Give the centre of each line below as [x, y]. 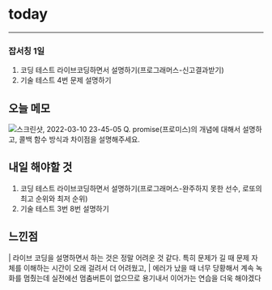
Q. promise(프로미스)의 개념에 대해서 [182, 130]
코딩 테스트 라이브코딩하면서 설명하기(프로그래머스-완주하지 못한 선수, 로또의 [141, 188]
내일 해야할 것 [40, 167]
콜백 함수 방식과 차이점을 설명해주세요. [79, 139]
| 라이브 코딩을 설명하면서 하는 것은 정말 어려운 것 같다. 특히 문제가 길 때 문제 [129, 258]
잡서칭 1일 [27, 51]
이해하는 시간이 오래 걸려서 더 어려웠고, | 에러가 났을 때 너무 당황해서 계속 [138, 267]
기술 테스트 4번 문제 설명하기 [66, 80]
